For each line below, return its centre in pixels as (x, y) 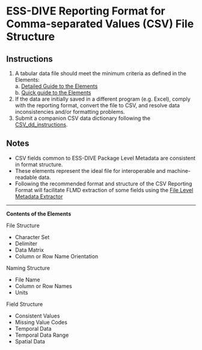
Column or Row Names (43, 286)
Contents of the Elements (39, 214)
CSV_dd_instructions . (41, 124)
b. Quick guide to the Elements (53, 92)
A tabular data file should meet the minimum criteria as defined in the (100, 73)
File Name (27, 280)
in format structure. (39, 164)
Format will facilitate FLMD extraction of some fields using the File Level (104, 190)
